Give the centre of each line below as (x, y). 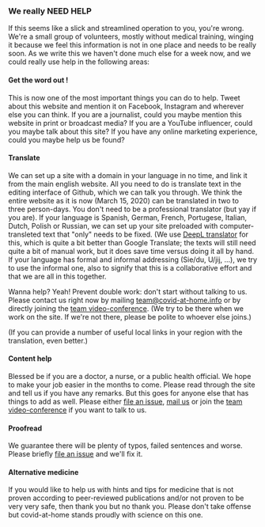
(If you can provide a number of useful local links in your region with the (125, 332)
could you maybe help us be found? (66, 139)
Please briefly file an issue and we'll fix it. (76, 454)
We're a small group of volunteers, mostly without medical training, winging (131, 36)
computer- (237, 226)
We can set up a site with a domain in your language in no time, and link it (128, 175)
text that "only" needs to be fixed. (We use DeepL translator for (146, 234)
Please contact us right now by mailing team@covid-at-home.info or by (125, 300)
